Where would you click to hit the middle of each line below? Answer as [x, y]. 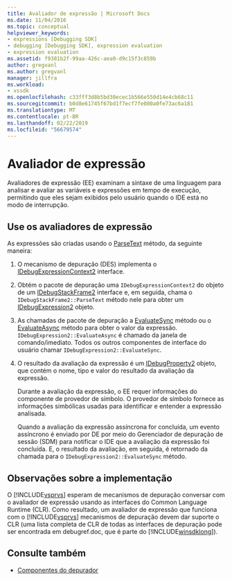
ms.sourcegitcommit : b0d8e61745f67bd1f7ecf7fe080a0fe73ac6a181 [100, 104]
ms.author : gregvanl [37, 71]
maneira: [20, 251]
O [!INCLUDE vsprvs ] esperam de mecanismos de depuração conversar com [116, 494]
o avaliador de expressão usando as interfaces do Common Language [107, 502]
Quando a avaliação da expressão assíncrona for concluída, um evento [118, 427]
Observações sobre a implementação [90, 478]
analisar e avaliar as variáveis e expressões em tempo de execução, [104, 190]
